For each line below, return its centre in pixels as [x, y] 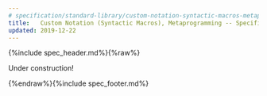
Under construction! [41, 68]
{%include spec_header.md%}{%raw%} [74, 53]
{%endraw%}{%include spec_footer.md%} [79, 83]
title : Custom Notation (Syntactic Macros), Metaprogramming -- [120, 23]
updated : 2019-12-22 [43, 30]
